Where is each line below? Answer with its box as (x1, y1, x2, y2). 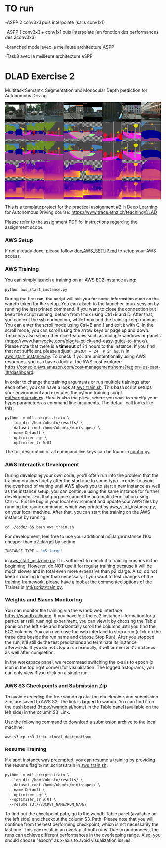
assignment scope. (5, 224, 44, 230)
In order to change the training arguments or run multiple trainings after (5, 379, 150, 385)
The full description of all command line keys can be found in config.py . (5, 449, 151, 454)
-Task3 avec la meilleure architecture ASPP (5, 53, 93, 59)
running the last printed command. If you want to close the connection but (5, 306, 157, 312)
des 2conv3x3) (5, 34, 36, 40)
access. (5, 253, 21, 259)
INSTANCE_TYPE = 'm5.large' (5, 549, 63, 554)
